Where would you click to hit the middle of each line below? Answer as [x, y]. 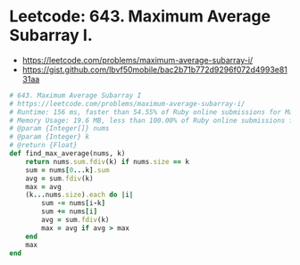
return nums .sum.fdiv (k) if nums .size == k [108, 161]
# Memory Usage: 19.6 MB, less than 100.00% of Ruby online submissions [147, 120]
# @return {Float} [43, 145]
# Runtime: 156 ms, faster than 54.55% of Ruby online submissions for [145, 112]
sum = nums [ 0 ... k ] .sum [67, 170]
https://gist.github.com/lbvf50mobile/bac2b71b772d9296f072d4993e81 [155, 70]
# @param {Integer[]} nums [59, 128]
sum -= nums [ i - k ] [73, 203]
